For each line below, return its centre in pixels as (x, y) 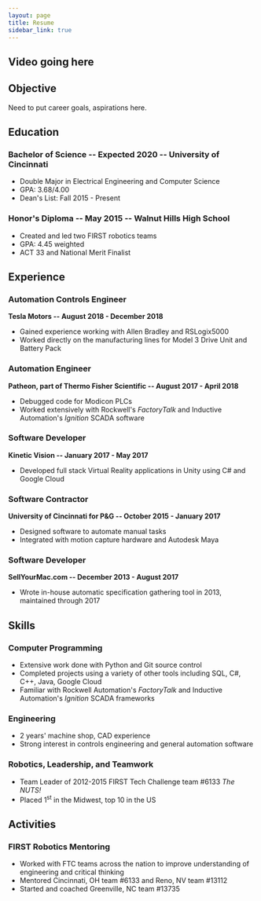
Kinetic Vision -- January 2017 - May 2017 (78, 455)
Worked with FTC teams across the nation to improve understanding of (134, 864)
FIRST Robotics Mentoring (59, 847)
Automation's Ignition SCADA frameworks (87, 698)
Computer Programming (55, 647)
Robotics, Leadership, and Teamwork (81, 764)
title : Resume (31, 23)
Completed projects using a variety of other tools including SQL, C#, (130, 673)
